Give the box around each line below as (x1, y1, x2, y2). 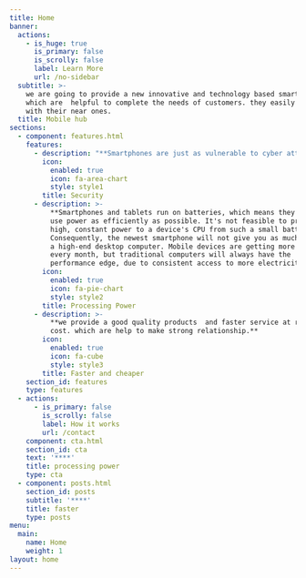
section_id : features (25, 377, 107, 387)
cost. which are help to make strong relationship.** (49, 327, 259, 336)
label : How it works (42, 420, 120, 429)
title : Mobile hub (17, 115, 88, 124)
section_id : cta (25, 445, 88, 454)
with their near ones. (25, 106, 112, 116)
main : (17, 530, 39, 539)
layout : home (9, 554, 59, 564)
